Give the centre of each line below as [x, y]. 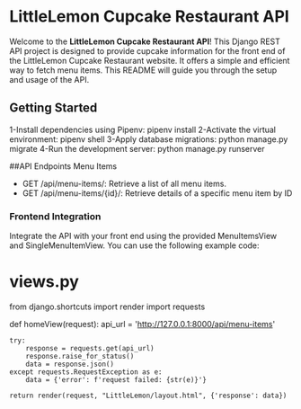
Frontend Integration [55, 216]
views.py [44, 282]
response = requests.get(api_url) [90, 348]
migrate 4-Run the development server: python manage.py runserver [137, 148]
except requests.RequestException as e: [86, 372]
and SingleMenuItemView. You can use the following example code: [134, 245]
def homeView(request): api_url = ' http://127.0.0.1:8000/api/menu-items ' [142, 324]
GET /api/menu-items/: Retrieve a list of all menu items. [124, 183]
